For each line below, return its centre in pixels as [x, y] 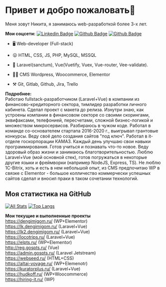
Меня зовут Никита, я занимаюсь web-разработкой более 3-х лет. [76, 24]
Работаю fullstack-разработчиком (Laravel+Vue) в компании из [72, 99]
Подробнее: [18, 94]
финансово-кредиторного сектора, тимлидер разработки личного [76, 104]
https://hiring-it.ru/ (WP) [30, 279]
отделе [13, 141]
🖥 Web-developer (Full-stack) [43, 43]
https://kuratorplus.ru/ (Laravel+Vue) [43, 269]
